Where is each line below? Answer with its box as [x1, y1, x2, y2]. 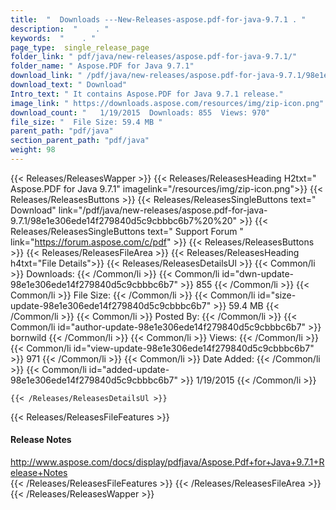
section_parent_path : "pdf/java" [10, 136, 150, 146]
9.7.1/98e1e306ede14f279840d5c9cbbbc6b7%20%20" [10, 214, 238, 226]
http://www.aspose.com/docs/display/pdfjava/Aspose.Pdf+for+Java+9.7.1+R [10, 456, 325, 468]
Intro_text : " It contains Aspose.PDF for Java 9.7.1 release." [10, 89, 284, 99]
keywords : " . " [10, 33, 97, 43]
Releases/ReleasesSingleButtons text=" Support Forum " [10, 225, 244, 237]
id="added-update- [88, 363, 170, 375]
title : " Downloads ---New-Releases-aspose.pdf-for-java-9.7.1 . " [10, 14, 307, 25]
